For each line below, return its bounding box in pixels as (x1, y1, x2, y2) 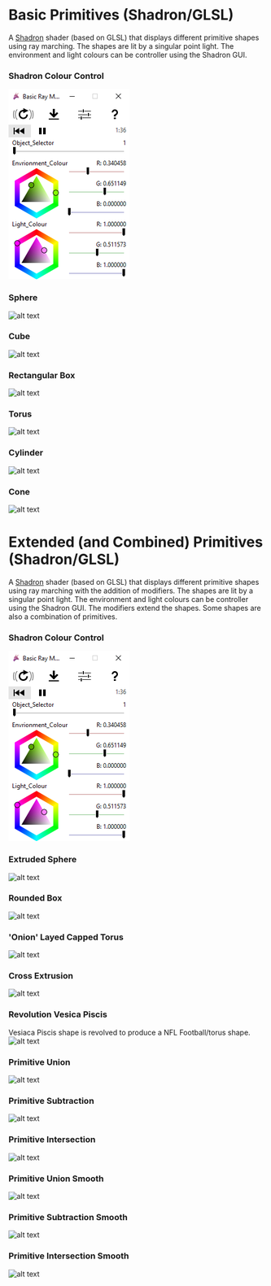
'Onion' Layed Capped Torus (8, 931, 124, 943)
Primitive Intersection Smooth (8, 1250, 129, 1262)
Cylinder (8, 447, 43, 459)
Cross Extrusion (8, 970, 73, 982)
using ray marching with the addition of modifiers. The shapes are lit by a (8, 586, 254, 595)
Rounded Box (8, 892, 63, 904)
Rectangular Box (8, 369, 76, 381)
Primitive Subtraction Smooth (8, 1211, 128, 1223)
